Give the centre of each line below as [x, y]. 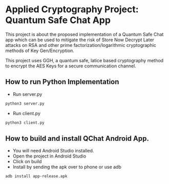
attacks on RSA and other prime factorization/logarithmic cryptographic [81, 45]
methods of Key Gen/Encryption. [40, 50]
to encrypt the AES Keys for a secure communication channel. [71, 66]
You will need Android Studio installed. [53, 151]
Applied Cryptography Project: [72, 9]
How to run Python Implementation [62, 82]
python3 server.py [25, 103]
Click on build [27, 162]
